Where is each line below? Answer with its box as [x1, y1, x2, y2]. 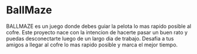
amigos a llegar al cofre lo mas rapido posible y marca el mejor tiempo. [6, 41, 178, 48]
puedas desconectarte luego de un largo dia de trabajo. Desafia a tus [6, 35, 174, 42]
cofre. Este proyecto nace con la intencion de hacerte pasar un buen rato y [6, 28, 188, 35]
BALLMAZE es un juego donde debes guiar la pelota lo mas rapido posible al [6, 23, 192, 30]
